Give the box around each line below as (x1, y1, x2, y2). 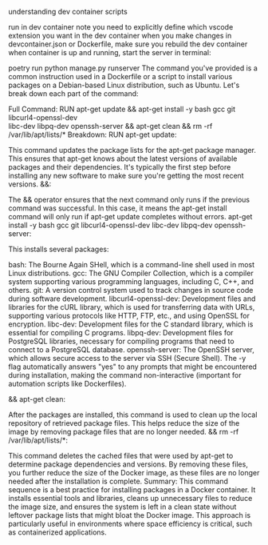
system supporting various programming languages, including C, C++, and (8, 277, 254, 287)
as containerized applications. (8, 527, 108, 537)
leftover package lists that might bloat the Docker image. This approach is (8, 511, 251, 519)
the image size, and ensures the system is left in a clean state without (8, 502, 237, 511)
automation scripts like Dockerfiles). (8, 379, 127, 388)
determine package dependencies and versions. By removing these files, (8, 459, 249, 469)
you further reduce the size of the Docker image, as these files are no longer (8, 468, 260, 477)
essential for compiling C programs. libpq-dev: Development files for (8, 328, 234, 337)
